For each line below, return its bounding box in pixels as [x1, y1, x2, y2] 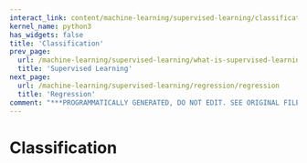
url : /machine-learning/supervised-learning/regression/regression [17, 81, 281, 90]
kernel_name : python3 [9, 22, 92, 31]
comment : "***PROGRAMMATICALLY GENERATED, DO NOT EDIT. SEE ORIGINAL [9, 97, 281, 107]
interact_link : [9, 13, 68, 23]
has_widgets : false [9, 30, 84, 39]
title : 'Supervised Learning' [17, 65, 132, 74]
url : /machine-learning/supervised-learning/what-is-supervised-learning [17, 56, 304, 65]
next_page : [9, 73, 51, 82]
